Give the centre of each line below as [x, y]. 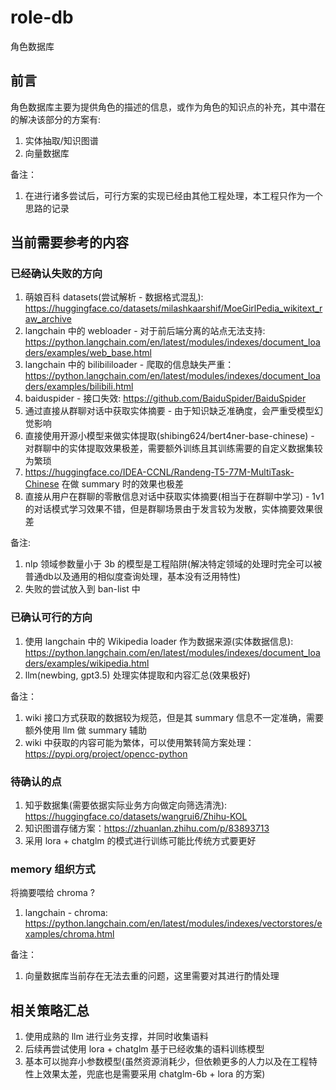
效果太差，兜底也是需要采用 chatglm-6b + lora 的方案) [154, 1074]
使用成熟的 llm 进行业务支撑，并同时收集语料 [116, 1037]
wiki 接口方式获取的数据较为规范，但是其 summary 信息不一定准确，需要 [174, 717]
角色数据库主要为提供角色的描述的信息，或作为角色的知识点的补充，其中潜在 [168, 107]
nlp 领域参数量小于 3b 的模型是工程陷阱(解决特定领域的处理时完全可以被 [173, 564]
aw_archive [48, 319]
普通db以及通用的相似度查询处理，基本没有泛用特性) [133, 577]
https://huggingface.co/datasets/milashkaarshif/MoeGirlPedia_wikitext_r [173, 308]
